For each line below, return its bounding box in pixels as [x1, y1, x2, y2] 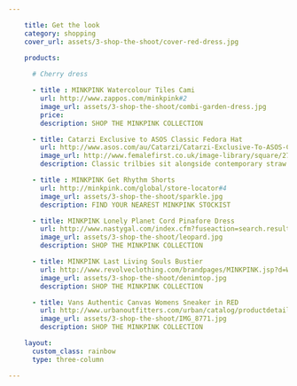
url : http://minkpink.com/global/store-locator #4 [40, 184, 227, 193]
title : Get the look [24, 20, 100, 29]
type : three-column [31, 355, 104, 364]
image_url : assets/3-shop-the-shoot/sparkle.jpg [40, 192, 223, 201]
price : [40, 110, 65, 120]
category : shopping [24, 28, 97, 38]
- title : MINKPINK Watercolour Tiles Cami [31, 86, 196, 95]
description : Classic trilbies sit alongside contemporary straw [40, 160, 287, 169]
